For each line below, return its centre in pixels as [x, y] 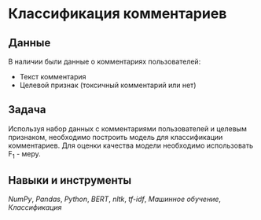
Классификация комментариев [118, 14]
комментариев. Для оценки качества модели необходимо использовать [131, 145]
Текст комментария [53, 77]
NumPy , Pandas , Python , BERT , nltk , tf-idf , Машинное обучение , [115, 199]
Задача [27, 110]
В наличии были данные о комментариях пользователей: [105, 61]
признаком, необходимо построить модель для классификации [116, 137]
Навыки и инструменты [70, 180]
